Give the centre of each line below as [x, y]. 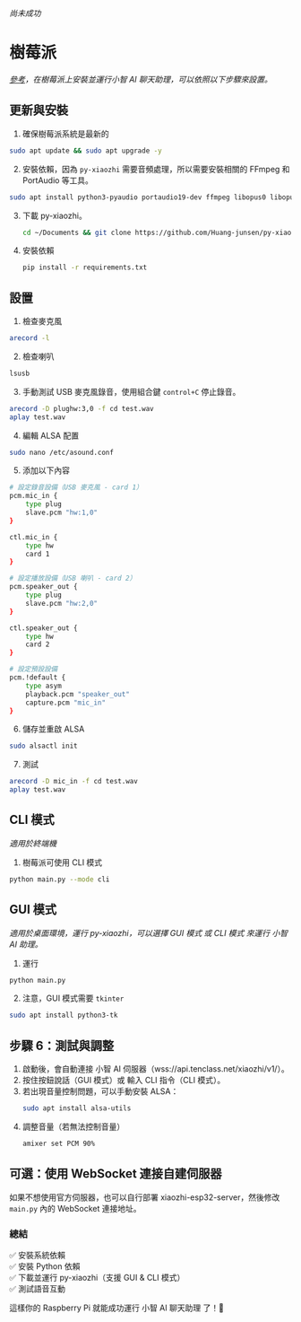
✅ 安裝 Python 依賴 [45, 1266]
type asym [44, 686]
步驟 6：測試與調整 [62, 1045]
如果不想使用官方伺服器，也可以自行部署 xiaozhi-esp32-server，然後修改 [145, 1197]
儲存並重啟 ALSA [53, 729]
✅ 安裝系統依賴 [37, 1255]
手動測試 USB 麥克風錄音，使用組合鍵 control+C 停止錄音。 [131, 391]
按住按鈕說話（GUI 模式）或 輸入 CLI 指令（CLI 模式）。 [124, 1081]
